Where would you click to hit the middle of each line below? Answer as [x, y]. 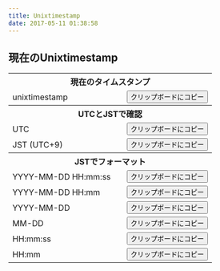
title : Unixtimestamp [44, 16]
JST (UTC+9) [38, 144]
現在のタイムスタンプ [110, 83]
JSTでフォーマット [110, 162]
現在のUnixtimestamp [63, 57]
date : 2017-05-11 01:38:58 [53, 23]
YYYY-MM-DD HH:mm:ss [62, 176]
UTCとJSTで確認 [110, 115]
